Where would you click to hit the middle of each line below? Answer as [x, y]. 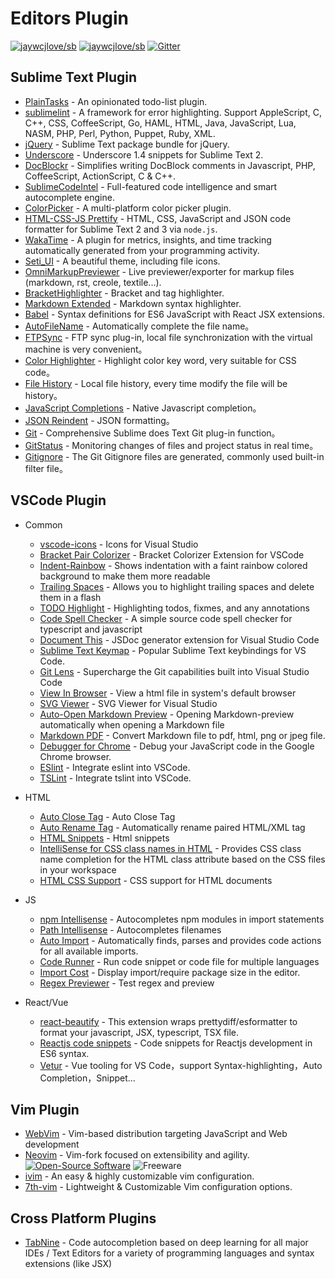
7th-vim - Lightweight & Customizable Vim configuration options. [158, 1187]
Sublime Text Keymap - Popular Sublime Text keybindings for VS [173, 650]
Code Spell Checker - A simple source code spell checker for [166, 618]
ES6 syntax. [64, 1053]
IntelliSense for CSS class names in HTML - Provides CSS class [170, 848]
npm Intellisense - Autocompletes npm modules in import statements [182, 919]
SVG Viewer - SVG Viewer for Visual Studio [128, 703]
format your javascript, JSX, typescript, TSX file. [139, 1032]
